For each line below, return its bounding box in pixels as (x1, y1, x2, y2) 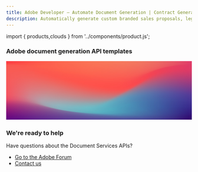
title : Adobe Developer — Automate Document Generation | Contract (6, 9, 176, 15)
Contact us (14, 160, 42, 167)
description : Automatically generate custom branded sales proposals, (6, 15, 183, 22)
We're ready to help (6, 128, 64, 137)
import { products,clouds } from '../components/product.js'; (6, 32, 150, 39)
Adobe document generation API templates (6, 47, 133, 55)
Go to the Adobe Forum (14, 154, 72, 161)
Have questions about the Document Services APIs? (6, 142, 133, 150)
